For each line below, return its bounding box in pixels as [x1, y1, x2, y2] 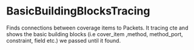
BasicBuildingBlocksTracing [6, 4, 150, 18]
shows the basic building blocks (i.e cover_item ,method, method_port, [6, 30, 183, 37]
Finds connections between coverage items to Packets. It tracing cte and [6, 24, 189, 31]
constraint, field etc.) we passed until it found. [6, 37, 121, 44]
